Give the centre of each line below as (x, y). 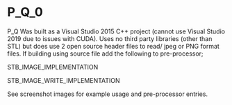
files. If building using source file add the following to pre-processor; (105, 54)
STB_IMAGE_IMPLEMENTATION (53, 67)
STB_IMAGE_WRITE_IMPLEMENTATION (64, 80)
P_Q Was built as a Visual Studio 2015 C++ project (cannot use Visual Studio (116, 31)
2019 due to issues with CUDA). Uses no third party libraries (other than (110, 38)
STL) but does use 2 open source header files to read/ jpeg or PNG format (114, 46)
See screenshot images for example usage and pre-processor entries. (108, 94)
